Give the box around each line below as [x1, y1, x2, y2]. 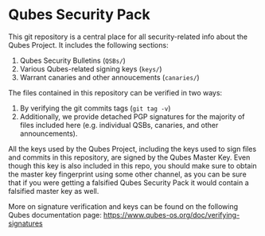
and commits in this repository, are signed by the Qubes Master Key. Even [8, 153, 251, 162]
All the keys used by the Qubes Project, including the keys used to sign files [8, 144, 257, 153]
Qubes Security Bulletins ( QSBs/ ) [19, 56, 126, 65]
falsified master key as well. [8, 186, 99, 195]
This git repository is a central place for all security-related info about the [8, 32, 248, 41]
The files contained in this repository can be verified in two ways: [8, 87, 223, 97]
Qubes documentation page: [8, 210, 102, 219]
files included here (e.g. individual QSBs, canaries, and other [19, 120, 219, 130]
